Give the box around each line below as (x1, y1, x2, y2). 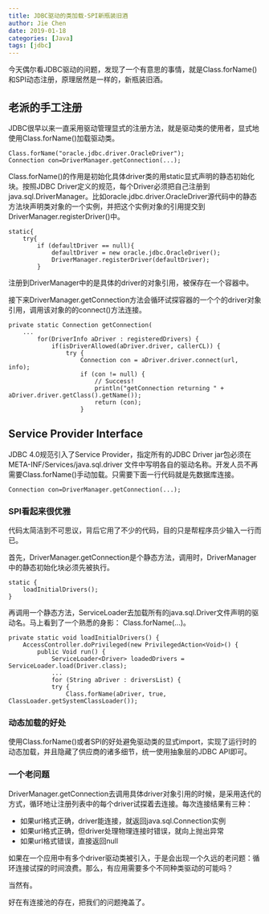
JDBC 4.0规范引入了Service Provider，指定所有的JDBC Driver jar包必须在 (8, 449, 251, 459)
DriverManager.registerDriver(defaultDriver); (51, 255, 210, 263)
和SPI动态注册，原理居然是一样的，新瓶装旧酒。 (8, 75, 167, 84)
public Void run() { (37, 648, 106, 656)
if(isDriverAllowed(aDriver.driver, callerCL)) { (51, 342, 221, 350)
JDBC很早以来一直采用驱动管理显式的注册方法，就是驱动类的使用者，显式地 (8, 123, 259, 133)
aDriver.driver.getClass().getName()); (8, 391, 142, 399)
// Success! (94, 377, 135, 386)
